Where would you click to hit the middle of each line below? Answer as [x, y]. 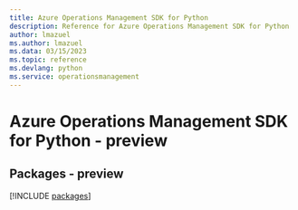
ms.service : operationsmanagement [75, 77]
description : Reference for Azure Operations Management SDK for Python [149, 26]
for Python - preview [88, 140]
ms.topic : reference [48, 60]
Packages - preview [67, 174]
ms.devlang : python [46, 69]
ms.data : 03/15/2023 [48, 52]
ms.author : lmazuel [46, 43]
